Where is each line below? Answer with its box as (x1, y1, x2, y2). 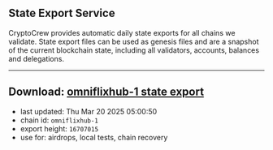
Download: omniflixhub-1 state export (8, 85, 205, 99)
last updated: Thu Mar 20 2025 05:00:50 (19, 106, 158, 116)
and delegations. (8, 54, 65, 63)
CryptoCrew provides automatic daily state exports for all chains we (8, 28, 236, 37)
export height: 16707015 (19, 123, 99, 133)
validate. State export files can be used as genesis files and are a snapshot (8, 36, 259, 46)
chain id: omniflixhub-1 (19, 115, 99, 125)
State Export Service (8, 6, 115, 20)
